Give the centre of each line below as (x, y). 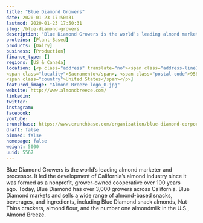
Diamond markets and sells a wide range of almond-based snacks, (89, 195)
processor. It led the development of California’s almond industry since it (96, 176)
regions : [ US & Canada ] (36, 62)
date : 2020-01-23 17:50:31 (40, 18)
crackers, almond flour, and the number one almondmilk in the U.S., (105, 208)
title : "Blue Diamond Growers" (46, 12)
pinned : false (24, 136)
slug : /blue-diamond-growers (43, 29)
